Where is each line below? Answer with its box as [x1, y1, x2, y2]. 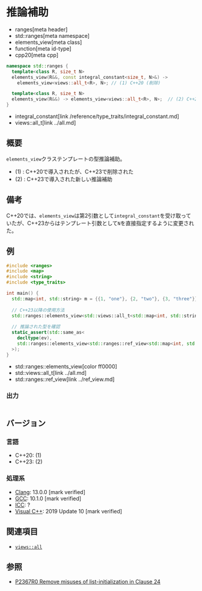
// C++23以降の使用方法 [11, 307, 65, 313]
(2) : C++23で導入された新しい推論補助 [14, 175, 112, 182]
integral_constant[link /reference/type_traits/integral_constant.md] [14, 113, 179, 120]
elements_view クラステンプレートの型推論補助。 [6, 155, 126, 162]
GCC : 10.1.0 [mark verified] [14, 495, 82, 502]
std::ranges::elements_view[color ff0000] [14, 362, 117, 370]
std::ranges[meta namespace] [14, 32, 90, 39]
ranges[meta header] [14, 25, 68, 33]
